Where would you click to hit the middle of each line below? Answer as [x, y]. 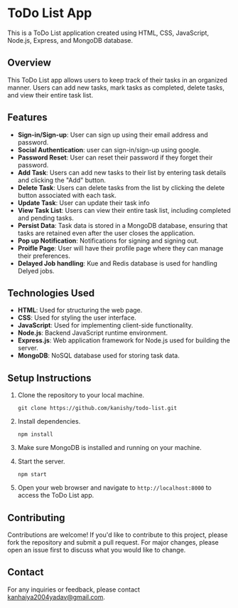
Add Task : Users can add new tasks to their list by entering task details [122, 172]
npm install [35, 435]
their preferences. [44, 256]
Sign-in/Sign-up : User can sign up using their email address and [113, 135]
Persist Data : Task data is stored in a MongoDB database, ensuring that [123, 225]
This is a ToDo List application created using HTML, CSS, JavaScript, [108, 33]
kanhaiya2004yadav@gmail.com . [56, 597]
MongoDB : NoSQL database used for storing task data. [98, 356]
